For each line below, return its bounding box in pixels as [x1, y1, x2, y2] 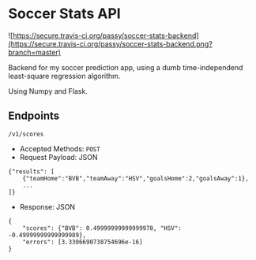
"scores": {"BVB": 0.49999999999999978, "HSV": [22, 224, 182, 232]
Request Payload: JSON [19, 152, 98, 162]
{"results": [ [8, 167, 55, 176]
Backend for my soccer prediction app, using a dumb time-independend [8, 62, 243, 72]
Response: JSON [19, 202, 76, 211]
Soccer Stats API [8, 5, 121, 23]
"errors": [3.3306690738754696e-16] [22, 238, 144, 246]
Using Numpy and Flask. [8, 86, 88, 95]
